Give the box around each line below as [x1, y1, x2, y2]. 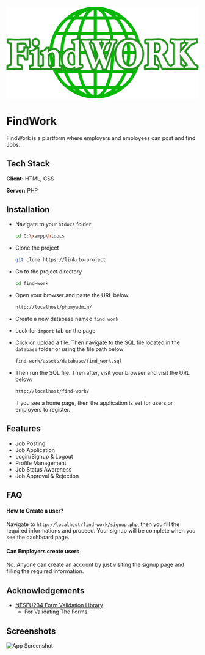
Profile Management [15, 459, 67, 467]
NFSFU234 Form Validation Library [15, 602, 104, 609]
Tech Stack [6, 158, 50, 169]
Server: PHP [6, 187, 38, 194]
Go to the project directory [15, 268, 82, 275]
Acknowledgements [6, 585, 85, 596]
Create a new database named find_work [15, 315, 119, 322]
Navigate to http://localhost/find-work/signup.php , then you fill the [6, 520, 180, 528]
